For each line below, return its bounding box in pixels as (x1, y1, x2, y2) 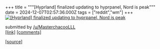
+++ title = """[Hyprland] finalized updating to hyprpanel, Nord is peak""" (5, 4, 156, 10)
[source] (5, 39, 23, 45)
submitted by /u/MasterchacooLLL (5, 24, 76, 30)
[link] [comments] (5, 29, 42, 35)
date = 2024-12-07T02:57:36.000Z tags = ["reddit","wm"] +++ (5, 9, 133, 15)
